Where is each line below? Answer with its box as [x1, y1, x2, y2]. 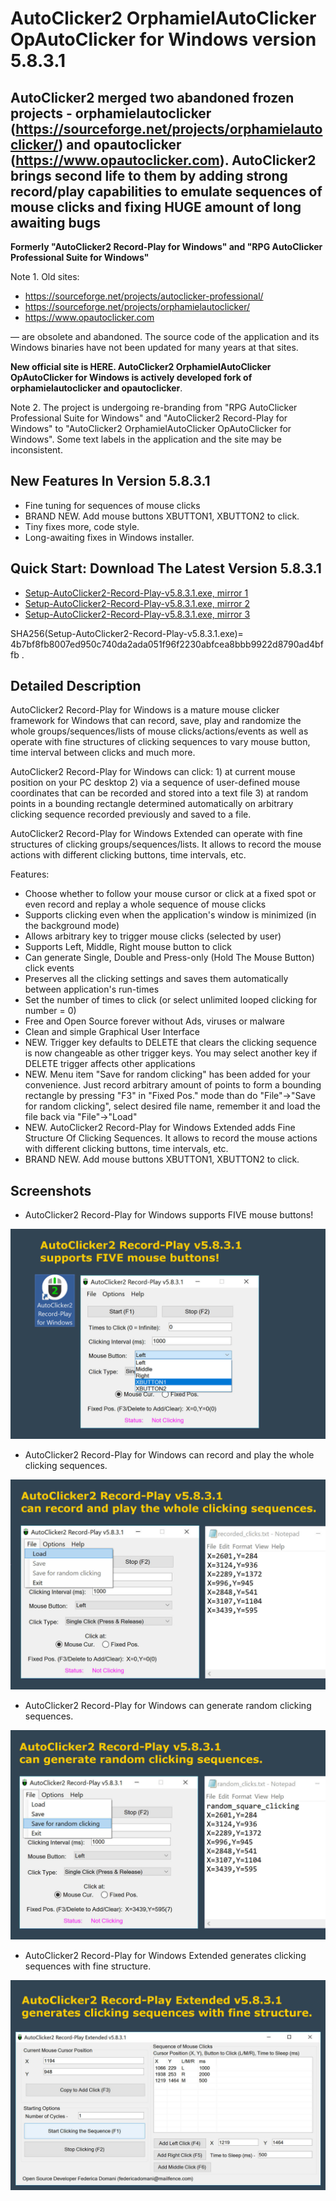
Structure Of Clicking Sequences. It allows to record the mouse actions [24, 1132, 318, 1144]
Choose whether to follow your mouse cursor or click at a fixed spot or [24, 888, 317, 900]
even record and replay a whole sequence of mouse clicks [24, 898, 267, 911]
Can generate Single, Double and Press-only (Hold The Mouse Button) [24, 952, 315, 964]
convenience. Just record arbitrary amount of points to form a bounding [24, 1079, 322, 1091]
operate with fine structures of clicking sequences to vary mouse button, [10, 736, 311, 748]
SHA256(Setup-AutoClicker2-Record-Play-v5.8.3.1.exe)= [10, 627, 244, 639]
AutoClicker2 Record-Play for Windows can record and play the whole [24, 1448, 315, 1461]
